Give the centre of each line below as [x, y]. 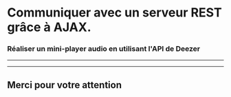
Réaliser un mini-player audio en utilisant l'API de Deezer [104, 49]
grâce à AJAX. [49, 27]
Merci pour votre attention [65, 85]
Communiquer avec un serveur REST [114, 13]
